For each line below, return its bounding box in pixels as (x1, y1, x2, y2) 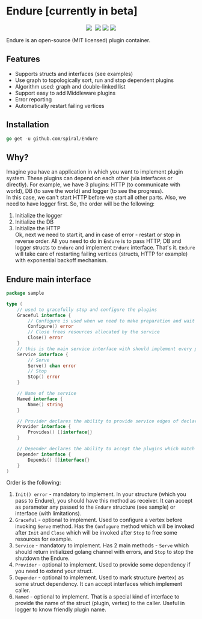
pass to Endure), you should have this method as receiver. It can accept (14, 497, 193, 504)
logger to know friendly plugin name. (14, 606, 106, 613)
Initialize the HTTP (14, 225, 61, 232)
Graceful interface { (17, 312, 71, 318)
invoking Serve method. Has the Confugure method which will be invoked (14, 523, 194, 530)
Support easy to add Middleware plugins (14, 89, 116, 96)
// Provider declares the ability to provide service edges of (17, 418, 179, 424)
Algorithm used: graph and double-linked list (14, 83, 126, 90)
